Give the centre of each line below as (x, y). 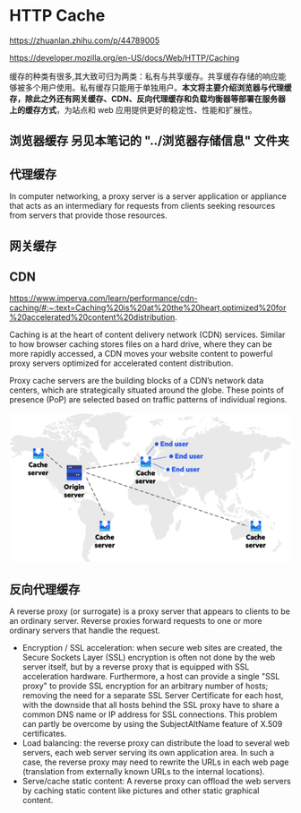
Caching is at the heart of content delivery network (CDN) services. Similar (147, 335)
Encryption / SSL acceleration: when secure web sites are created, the (152, 647)
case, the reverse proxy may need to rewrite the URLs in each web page (155, 762)
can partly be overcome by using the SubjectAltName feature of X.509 (152, 723)
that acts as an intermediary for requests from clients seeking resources (142, 206)
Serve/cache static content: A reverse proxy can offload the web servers (156, 781)
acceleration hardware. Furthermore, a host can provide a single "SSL (151, 676)
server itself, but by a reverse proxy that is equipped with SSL (136, 666)
